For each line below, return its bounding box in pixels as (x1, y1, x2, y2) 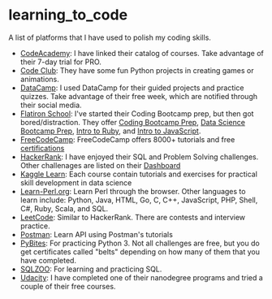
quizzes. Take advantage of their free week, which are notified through (19, 91, 258, 101)
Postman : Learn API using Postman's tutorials (19, 229, 173, 239)
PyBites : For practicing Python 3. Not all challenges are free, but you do (19, 238, 260, 248)
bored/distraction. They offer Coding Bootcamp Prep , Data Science (19, 117, 246, 127)
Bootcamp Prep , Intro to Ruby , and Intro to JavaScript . (19, 126, 201, 136)
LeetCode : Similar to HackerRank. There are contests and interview (19, 212, 246, 222)
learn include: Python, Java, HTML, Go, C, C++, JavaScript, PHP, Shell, (19, 195, 258, 205)
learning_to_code (8, 6, 128, 24)
